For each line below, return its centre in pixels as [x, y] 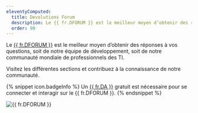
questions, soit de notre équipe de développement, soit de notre [84, 51]
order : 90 [23, 28]
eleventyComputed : [29, 12]
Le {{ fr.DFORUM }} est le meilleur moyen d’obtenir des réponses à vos [92, 45]
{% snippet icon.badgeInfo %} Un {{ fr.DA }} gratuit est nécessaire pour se [97, 87]
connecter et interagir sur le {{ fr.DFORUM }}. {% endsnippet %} [84, 93]
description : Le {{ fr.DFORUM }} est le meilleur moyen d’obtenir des [100, 22]
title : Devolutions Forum [43, 17]
